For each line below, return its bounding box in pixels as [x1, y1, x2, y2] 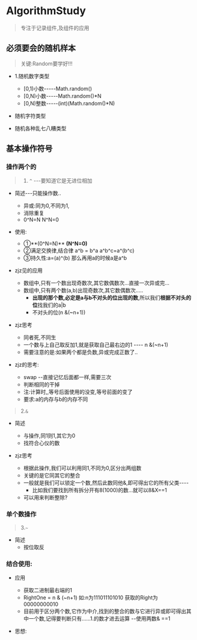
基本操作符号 [6, 144, 53, 154]
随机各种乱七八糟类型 [14, 125, 66, 132]
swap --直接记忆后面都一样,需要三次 [23, 374, 112, 381]
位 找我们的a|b [32, 301, 66, 309]
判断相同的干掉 [23, 381, 60, 388]
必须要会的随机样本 [6, 43, 76, 54]
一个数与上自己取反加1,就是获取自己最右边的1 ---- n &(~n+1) [23, 341, 169, 349]
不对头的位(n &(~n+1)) [32, 309, 86, 316]
